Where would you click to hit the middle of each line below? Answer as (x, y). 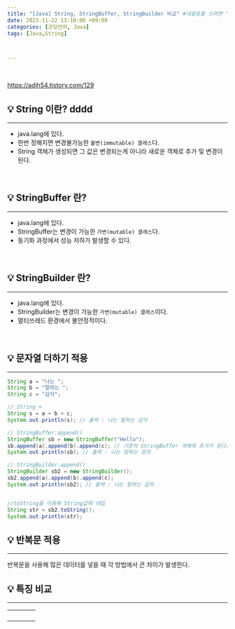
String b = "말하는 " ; (38, 388)
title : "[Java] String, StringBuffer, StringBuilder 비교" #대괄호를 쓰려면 (115, 14)
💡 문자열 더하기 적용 (48, 358)
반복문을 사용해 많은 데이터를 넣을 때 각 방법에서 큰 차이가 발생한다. (99, 564)
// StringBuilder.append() (47, 465)
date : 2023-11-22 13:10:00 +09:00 (58, 20)
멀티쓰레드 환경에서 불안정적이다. (62, 320)
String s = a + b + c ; (40, 414)
